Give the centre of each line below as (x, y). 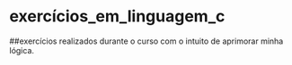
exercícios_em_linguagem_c (117, 16)
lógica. (22, 50)
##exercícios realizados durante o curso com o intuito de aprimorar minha (146, 41)
